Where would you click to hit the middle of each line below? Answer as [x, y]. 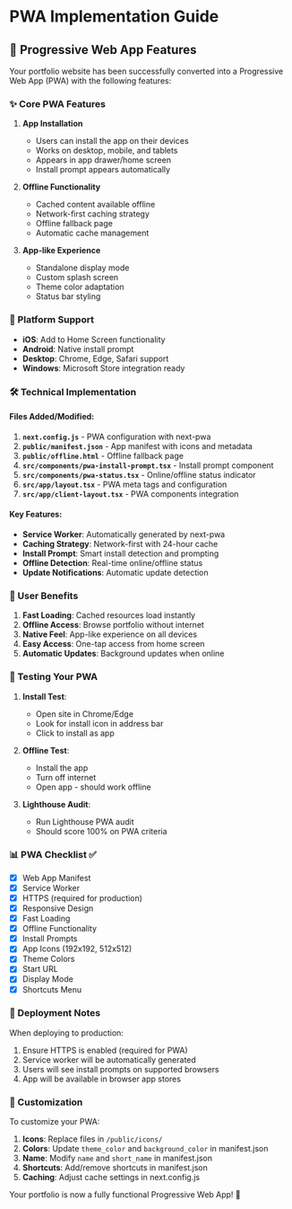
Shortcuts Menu [52, 989]
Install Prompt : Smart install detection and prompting [120, 553]
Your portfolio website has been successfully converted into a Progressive [146, 71]
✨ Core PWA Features [57, 103]
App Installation [52, 124]
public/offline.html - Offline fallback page [103, 455]
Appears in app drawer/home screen [103, 160]
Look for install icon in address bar [99, 723]
